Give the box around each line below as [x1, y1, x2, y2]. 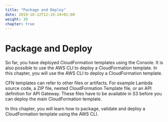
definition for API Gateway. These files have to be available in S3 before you [5, 91, 162, 97]
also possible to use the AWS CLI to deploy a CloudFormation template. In [5, 65, 157, 71]
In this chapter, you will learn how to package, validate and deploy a [5, 106, 145, 112]
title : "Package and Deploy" [5, 7, 66, 13]
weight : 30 [5, 17, 28, 22]
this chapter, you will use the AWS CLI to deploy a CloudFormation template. [5, 70, 162, 76]
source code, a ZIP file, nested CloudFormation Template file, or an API [5, 85, 152, 91]
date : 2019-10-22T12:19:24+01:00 [5, 12, 75, 17]
